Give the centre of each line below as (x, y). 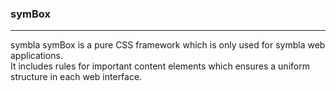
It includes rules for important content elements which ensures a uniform (160, 66)
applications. (36, 56)
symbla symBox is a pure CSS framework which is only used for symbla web (168, 45)
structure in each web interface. (76, 77)
